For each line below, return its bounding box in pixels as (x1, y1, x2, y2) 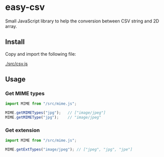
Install (5, 38, 25, 46)
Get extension (5, 127, 40, 134)
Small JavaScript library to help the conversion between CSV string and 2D (5, 18, 160, 24)
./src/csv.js (5, 60, 28, 66)
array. (5, 23, 17, 29)
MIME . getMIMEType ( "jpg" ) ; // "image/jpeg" (5, 115, 101, 120)
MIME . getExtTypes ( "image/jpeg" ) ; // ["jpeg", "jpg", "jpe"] (5, 147, 133, 152)
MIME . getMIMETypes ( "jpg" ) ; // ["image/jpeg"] (5, 110, 106, 116)
